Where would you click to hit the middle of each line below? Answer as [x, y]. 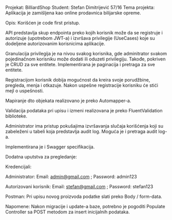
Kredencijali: [18, 167]
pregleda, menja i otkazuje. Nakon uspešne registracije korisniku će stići [82, 85]
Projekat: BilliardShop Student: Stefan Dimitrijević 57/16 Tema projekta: [80, 7]
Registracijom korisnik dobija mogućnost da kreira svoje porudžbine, [78, 80]
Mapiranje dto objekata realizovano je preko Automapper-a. [68, 101]
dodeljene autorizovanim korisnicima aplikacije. [55, 44]
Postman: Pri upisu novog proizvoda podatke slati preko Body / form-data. [84, 196]
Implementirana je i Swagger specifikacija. [50, 147]
